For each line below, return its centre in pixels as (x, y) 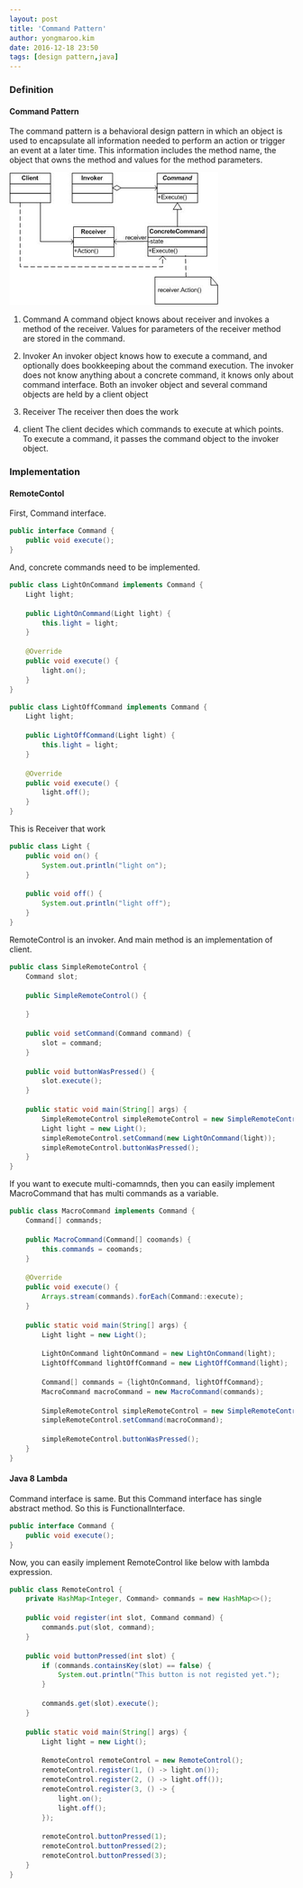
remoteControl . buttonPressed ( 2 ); (105, 1847)
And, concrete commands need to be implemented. (105, 567)
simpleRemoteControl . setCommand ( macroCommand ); (133, 1420)
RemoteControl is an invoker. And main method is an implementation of (141, 939)
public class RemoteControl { (66, 1590)
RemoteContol (37, 493)
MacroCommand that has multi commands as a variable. (114, 1194)
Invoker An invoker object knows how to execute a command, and (145, 356)
